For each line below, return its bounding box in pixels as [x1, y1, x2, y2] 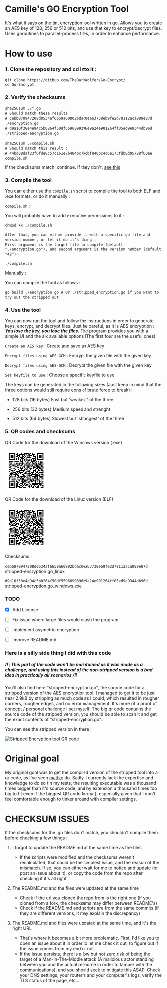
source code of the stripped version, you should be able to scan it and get [5, 711, 157, 717]
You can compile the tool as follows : [5, 280, 81, 286]
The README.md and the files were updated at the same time [12, 885, 139, 891]
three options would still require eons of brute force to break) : [5, 387, 133, 393]
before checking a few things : [5, 835, 68, 841]
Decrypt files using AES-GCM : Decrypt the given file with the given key [5, 362, 152, 368]
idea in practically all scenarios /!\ [5, 672, 78, 678]
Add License [12, 606, 38, 612]
